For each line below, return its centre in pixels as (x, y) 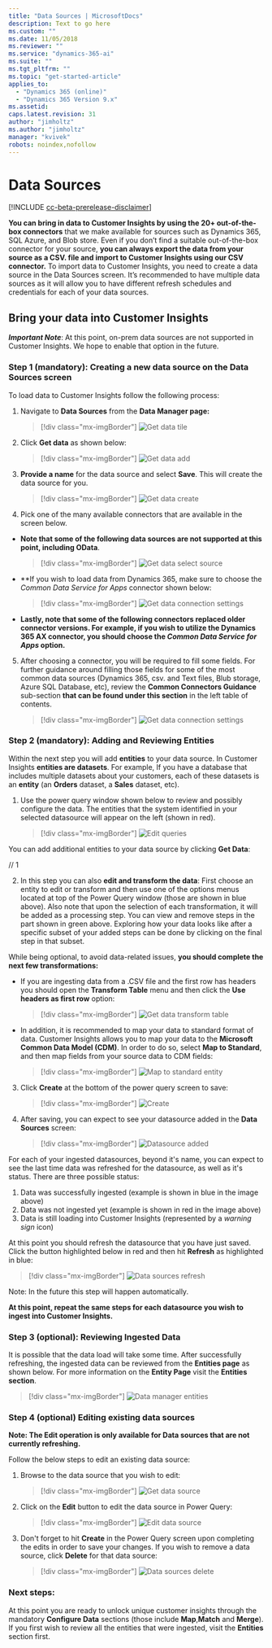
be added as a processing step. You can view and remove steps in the (138, 915)
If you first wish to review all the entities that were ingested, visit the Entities (136, 1628)
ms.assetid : (28, 107)
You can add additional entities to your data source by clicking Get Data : (130, 849)
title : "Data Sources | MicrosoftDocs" (76, 16)
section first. (29, 1636)
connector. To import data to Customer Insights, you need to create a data (133, 266)
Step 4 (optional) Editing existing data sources (101, 1418)
